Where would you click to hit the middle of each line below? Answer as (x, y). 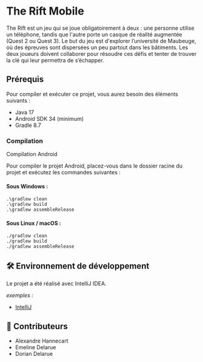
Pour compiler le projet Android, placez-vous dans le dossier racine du (95, 166)
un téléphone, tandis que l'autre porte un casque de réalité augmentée (94, 34)
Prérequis (25, 79)
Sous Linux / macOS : (34, 223)
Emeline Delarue (35, 347)
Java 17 (25, 112)
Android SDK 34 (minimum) (49, 118)
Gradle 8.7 (28, 125)
